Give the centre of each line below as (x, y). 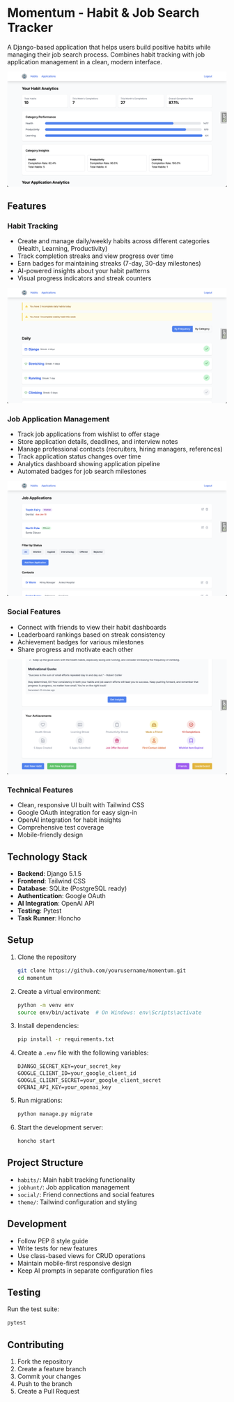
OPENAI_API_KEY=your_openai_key (64, 1087)
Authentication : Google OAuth (61, 896)
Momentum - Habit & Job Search (103, 13)
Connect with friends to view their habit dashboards (92, 627)
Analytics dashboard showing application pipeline (88, 464)
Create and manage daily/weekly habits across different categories (114, 241)
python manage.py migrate (55, 1114)
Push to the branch (45, 1384)
